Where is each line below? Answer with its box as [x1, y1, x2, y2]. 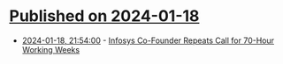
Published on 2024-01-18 [9, 6, 200, 26]
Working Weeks [21, 44, 80, 54]
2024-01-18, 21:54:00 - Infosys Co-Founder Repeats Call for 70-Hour [21, 35, 275, 46]
